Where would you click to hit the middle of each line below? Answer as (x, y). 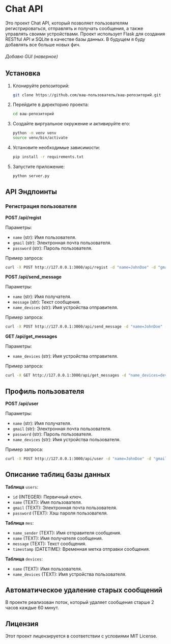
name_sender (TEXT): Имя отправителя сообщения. (67, 532)
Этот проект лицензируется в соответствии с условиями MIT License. (81, 636)
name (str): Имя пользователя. (44, 237)
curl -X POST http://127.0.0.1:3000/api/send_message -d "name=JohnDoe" (84, 327)
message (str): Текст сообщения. (47, 302)
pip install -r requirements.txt (48, 157)
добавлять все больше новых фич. (43, 44)
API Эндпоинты (31, 192)
